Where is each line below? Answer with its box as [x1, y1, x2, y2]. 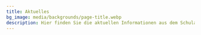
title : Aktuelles [6, 8, 50, 15]
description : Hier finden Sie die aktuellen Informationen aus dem [6, 20, 178, 26]
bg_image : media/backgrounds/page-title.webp [6, 14, 121, 20]
